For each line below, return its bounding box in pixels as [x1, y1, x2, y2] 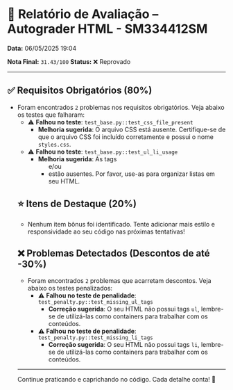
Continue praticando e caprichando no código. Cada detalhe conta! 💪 [17, 375, 216, 384]
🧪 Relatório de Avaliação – [7, 6, 159, 22]
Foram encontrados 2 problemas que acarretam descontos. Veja [27, 277, 212, 285]
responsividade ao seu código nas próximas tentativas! [27, 227, 185, 236]
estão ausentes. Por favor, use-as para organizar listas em [48, 170, 215, 178]
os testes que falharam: [17, 111, 85, 119]
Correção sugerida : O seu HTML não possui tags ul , [48, 305, 200, 314]
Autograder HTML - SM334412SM [7, 21, 208, 37]
